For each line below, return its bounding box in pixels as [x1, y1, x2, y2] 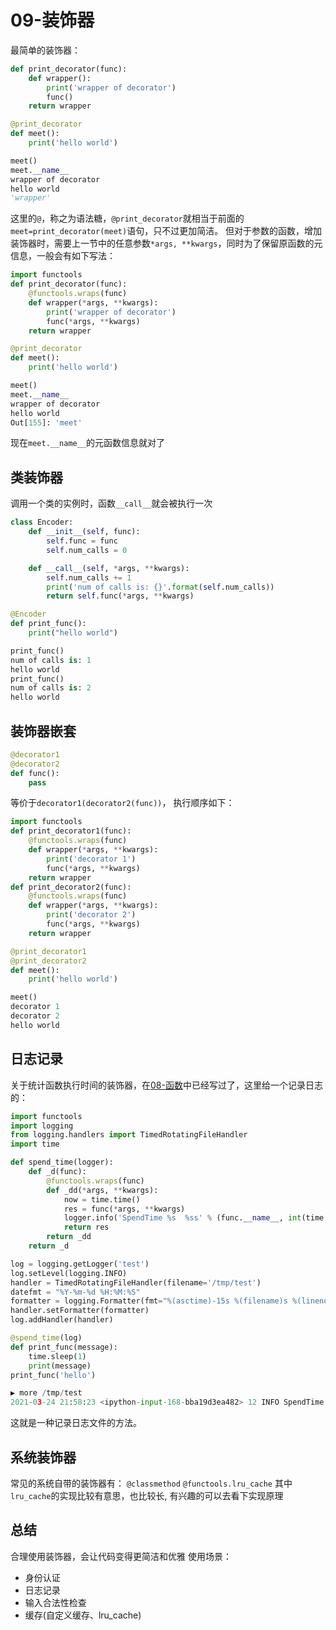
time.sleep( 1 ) [28, 1351, 87, 1361]
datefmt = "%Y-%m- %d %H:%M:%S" [10, 1287, 141, 1297]
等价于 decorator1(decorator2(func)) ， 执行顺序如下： [10, 797, 235, 809]
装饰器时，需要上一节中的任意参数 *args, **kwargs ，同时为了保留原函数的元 [10, 237, 323, 250]
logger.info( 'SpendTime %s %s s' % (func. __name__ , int [63, 1213, 302, 1223]
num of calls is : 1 [10, 655, 92, 665]
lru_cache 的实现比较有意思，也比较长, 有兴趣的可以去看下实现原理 [10, 1489, 284, 1501]
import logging [10, 1121, 74, 1131]
